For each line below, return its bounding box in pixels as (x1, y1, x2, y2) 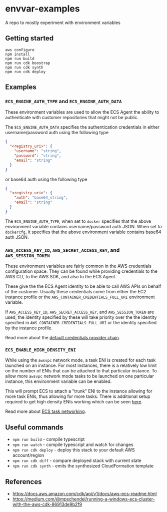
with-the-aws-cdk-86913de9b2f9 (12, 501, 82, 507)
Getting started (5, 34, 54, 43)
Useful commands (5, 423, 63, 431)
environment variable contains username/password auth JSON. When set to (5, 223, 162, 229)
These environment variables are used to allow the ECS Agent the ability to (5, 109, 159, 115)
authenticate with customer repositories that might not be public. (5, 115, 139, 121)
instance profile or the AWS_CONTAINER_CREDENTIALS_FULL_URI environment (5, 294, 155, 300)
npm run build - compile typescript (12, 436, 85, 442)
